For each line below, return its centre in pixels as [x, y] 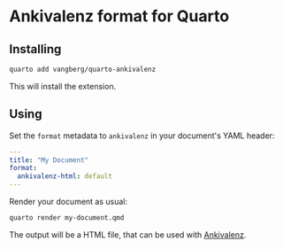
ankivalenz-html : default [65, 176]
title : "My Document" [49, 160]
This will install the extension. [63, 86]
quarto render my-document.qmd [67, 218]
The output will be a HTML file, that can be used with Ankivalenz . [128, 234]
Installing [35, 49]
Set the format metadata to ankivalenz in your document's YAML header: [142, 136]
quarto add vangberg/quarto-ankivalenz [83, 69]
